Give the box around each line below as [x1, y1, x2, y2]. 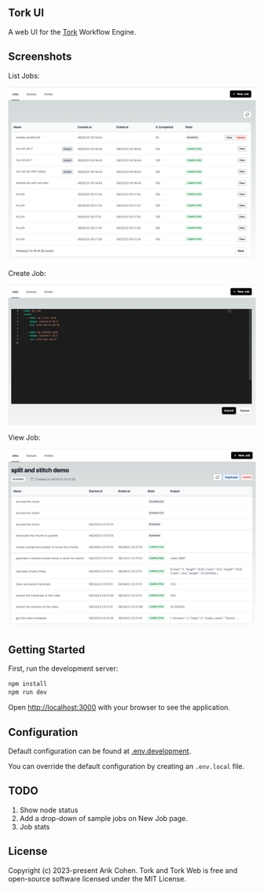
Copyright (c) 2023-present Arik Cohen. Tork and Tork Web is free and [8, 865, 238, 875]
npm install [8, 680, 47, 688]
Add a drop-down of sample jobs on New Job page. [19, 813, 189, 823]
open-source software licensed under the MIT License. [8, 874, 187, 883]
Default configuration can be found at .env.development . [8, 746, 192, 756]
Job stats [19, 822, 50, 831]
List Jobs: [8, 71, 40, 80]
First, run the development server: [8, 664, 119, 673]
